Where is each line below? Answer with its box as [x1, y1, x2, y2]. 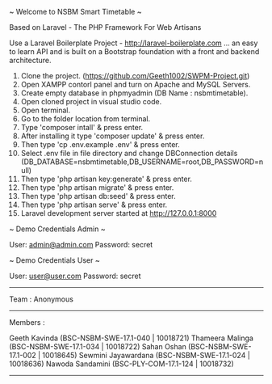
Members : [9, 318, 45, 327]
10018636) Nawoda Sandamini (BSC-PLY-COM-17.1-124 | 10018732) [9, 359, 235, 369]
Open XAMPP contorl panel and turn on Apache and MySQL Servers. [20, 80, 251, 89]
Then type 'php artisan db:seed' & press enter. [20, 192, 176, 200]
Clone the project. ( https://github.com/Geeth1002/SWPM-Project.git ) [20, 71, 250, 80]
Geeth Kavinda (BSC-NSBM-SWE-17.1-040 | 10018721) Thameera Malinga [9, 333, 253, 343]
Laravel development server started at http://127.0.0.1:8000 [20, 209, 217, 217]
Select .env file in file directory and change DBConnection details [20, 149, 238, 158]
